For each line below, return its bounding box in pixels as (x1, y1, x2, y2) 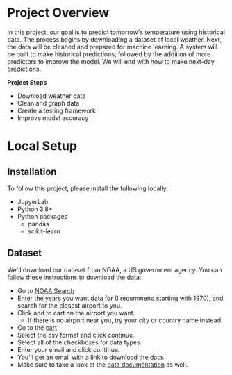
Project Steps (7, 78, 47, 86)
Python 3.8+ (17, 205, 53, 213)
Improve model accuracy (17, 113, 89, 122)
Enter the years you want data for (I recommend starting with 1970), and (17, 294, 224, 302)
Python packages (17, 212, 68, 220)
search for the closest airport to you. (17, 301, 122, 310)
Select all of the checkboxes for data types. (17, 338, 142, 347)
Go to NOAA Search (17, 286, 75, 294)
